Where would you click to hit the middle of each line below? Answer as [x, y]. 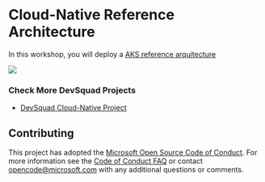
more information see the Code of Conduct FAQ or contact [106, 161]
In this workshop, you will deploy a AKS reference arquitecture [112, 54]
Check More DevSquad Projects [72, 90]
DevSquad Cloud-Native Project [73, 108]
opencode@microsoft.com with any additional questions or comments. [126, 170]
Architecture [52, 32]
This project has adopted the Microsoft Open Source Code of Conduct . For [133, 153]
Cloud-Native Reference [92, 15]
